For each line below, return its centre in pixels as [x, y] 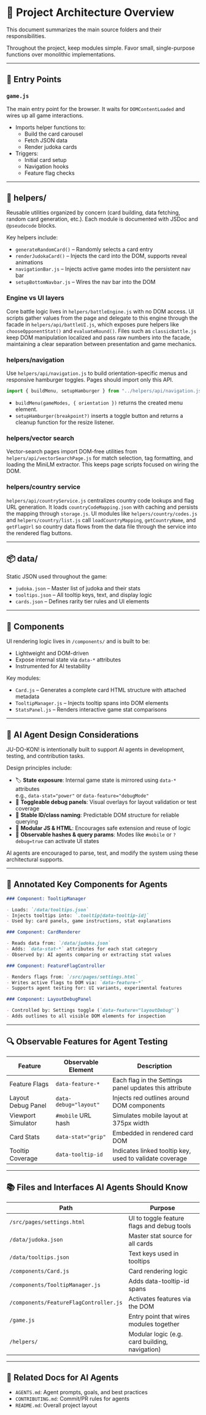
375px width [131, 1123]
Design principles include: [39, 768]
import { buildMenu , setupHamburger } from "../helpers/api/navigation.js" [105, 391]
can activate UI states [72, 841]
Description [154, 1066]
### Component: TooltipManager [46, 898]
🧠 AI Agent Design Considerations [73, 735]
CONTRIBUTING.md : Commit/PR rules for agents [72, 1399]
